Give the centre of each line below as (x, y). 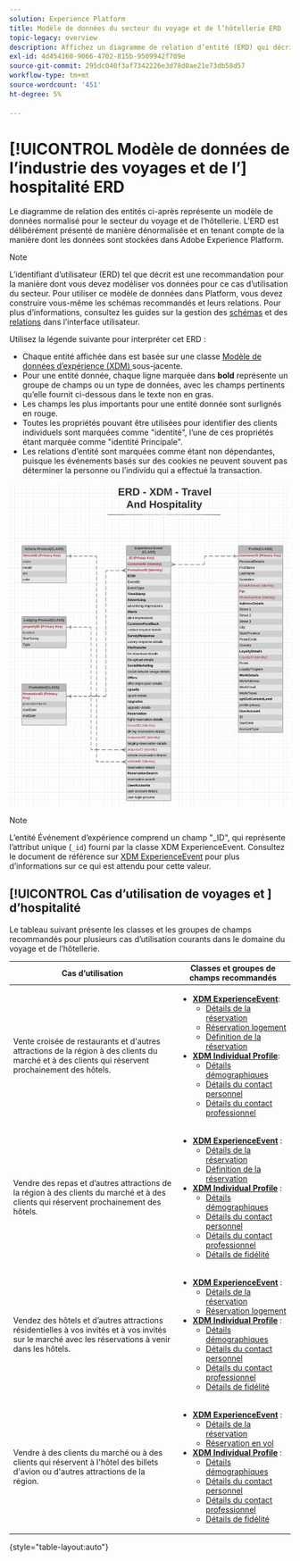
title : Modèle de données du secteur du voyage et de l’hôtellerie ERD (145, 28)
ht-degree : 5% (36, 94)
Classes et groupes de (233, 968)
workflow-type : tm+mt (50, 76)
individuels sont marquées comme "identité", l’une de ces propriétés (148, 432)
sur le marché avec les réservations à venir (92, 1340)
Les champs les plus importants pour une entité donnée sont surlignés (152, 404)
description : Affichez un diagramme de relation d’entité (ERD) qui (139, 47)
